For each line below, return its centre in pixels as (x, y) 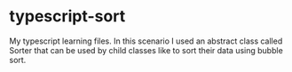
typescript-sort (67, 16)
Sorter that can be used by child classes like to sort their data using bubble (146, 50)
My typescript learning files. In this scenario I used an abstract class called (146, 41)
